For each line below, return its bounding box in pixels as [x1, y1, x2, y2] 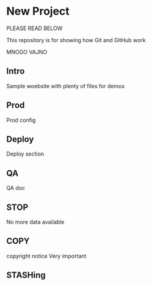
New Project [6, 4, 70, 18]
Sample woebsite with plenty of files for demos [6, 82, 125, 89]
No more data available [6, 219, 65, 225]
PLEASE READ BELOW [6, 24, 63, 32]
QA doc [6, 184, 26, 192]
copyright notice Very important [6, 252, 87, 260]
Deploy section [6, 150, 45, 157]
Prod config [6, 116, 36, 124]
